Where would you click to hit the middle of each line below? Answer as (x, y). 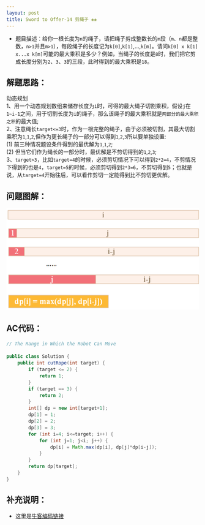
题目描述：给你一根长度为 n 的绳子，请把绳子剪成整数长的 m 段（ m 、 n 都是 (104, 38)
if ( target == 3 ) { (53, 389)
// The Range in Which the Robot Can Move (61, 344)
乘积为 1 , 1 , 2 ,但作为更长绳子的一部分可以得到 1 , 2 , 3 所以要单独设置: (86, 137)
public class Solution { (38, 357)
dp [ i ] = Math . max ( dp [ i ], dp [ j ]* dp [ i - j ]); (104, 447)
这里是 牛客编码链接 (39, 516)
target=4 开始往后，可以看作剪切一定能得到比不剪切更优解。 (98, 175)
